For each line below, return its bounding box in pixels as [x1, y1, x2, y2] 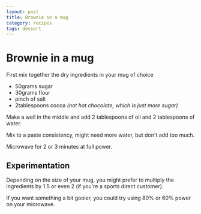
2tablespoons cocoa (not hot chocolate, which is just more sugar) [14, 102, 178, 109]
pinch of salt [14, 95, 46, 103]
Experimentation [6, 160, 70, 171]
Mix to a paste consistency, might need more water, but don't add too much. [6, 131, 195, 138]
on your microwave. [6, 201, 55, 207]
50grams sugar [14, 83, 53, 90]
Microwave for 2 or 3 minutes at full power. [6, 143, 113, 150]
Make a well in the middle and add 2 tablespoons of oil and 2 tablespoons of [6, 113, 195, 120]
